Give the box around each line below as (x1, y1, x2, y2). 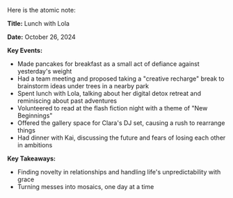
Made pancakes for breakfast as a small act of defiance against (17, 60, 200, 68)
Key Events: (7, 47, 43, 54)
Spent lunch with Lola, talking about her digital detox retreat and (17, 90, 202, 97)
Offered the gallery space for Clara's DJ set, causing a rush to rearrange (17, 119, 225, 127)
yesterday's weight (17, 67, 72, 75)
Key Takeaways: (7, 154, 56, 163)
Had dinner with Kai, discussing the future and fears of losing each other (17, 133, 226, 142)
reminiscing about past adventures (17, 97, 117, 105)
